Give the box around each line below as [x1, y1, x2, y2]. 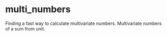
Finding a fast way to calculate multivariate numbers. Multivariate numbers [5, 20, 162, 26]
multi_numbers [5, 4, 71, 15]
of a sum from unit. [5, 25, 45, 31]
